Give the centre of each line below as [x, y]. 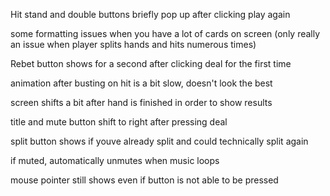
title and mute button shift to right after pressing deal [119, 122]
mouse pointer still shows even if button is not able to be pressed [144, 180]
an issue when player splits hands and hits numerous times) [133, 44]
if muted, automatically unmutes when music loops [115, 160]
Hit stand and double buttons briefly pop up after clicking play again [150, 14]
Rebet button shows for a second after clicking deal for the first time [151, 63]
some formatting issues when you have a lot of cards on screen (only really [165, 33]
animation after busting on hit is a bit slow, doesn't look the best [141, 83]
